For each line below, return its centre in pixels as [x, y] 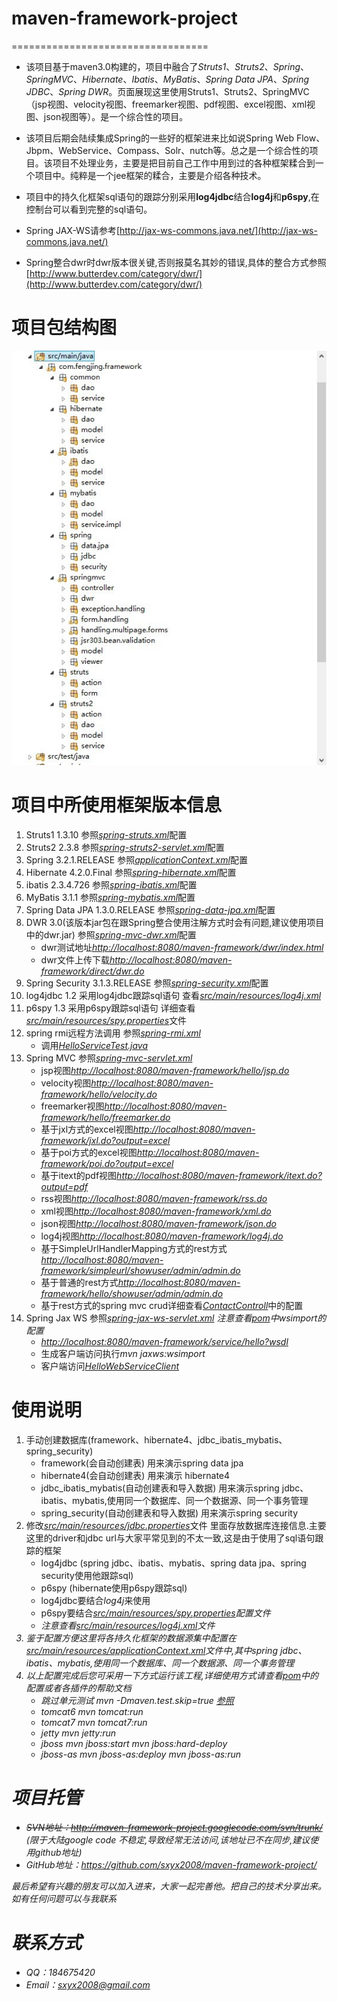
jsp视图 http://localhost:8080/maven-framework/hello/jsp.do [165, 1071]
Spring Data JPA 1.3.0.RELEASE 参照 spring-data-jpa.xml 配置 [150, 910]
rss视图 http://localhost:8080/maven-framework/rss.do [154, 1199]
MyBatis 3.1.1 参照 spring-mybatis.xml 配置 [110, 898]
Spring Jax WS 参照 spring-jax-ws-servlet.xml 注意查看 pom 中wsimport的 [176, 1318]
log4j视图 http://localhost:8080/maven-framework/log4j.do [162, 1236]
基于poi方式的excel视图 [89, 1153]
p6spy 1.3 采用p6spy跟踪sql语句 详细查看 [110, 1008]
